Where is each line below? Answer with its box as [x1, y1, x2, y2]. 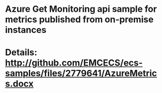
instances [5, 25, 47, 35]
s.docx [5, 78, 34, 90]
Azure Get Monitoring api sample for [5, 3, 157, 15]
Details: [5, 47, 37, 58]
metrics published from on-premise [5, 14, 154, 25]
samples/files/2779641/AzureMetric [5, 68, 158, 79]
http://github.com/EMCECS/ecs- [5, 58, 143, 68]
